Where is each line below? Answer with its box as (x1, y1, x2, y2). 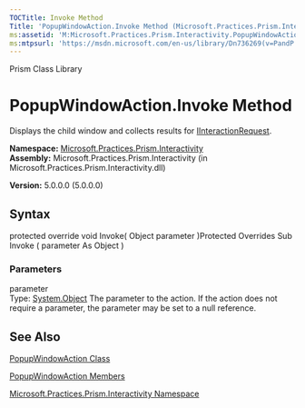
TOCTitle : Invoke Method (9, 13, 103, 23)
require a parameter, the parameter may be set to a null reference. (9, 303, 257, 313)
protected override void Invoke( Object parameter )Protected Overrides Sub (9, 231, 292, 241)
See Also (9, 329, 61, 344)
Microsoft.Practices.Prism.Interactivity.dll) (9, 163, 166, 174)
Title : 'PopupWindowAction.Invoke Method (9, 22, 169, 31)
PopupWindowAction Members (9, 371, 125, 382)
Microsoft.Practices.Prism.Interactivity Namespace (9, 388, 200, 400)
